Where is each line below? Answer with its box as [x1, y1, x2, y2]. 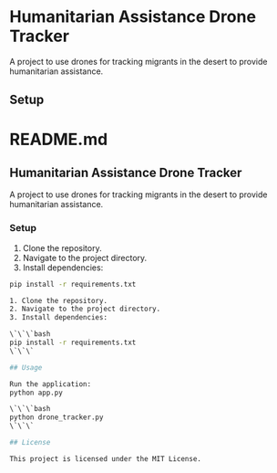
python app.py [9, 388, 64, 397]
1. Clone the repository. [9, 296, 108, 305]
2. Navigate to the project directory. [9, 304, 161, 314]
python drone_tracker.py [9, 413, 104, 422]
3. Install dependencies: [9, 313, 108, 322]
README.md [9, 129, 108, 150]
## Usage [9, 363, 43, 372]
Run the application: [9, 379, 92, 389]
